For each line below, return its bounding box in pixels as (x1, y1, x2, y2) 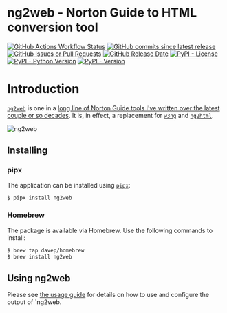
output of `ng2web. (7, 298, 62, 306)
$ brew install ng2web (7, 253, 72, 260)
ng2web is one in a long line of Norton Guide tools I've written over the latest (7, 103, 220, 112)
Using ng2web (7, 272, 71, 284)
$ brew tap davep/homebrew (7, 247, 85, 254)
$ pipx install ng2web (7, 194, 72, 201)
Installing (7, 145, 48, 156)
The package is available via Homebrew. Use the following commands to (7, 226, 213, 234)
